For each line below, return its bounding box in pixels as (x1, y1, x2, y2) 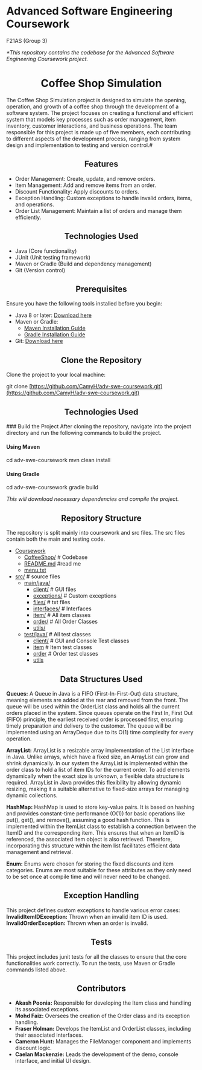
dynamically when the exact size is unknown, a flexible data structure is (6, 772, 185, 780)
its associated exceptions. (14, 1006, 80, 1013)
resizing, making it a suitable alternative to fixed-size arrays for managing (6, 785, 189, 792)
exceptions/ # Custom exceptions (33, 592, 116, 599)
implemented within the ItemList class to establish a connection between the (6, 823, 197, 830)
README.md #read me (24, 560, 81, 567)
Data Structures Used (60, 674, 143, 684)
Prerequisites (75, 284, 127, 294)
